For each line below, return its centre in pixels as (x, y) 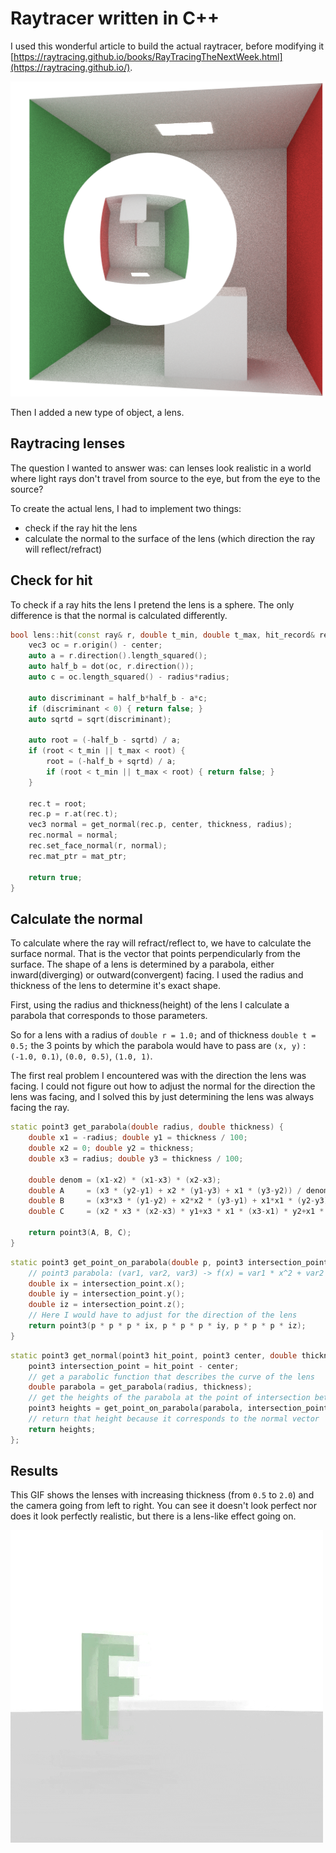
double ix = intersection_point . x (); (107, 1283)
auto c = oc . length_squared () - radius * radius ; (129, 677)
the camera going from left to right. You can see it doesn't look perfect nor (163, 1506)
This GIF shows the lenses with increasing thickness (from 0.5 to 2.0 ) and (162, 1495)
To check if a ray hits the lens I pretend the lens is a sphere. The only (152, 604)
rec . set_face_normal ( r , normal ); (98, 846)
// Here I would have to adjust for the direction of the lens (163, 1315)
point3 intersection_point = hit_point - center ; (134, 1366)
